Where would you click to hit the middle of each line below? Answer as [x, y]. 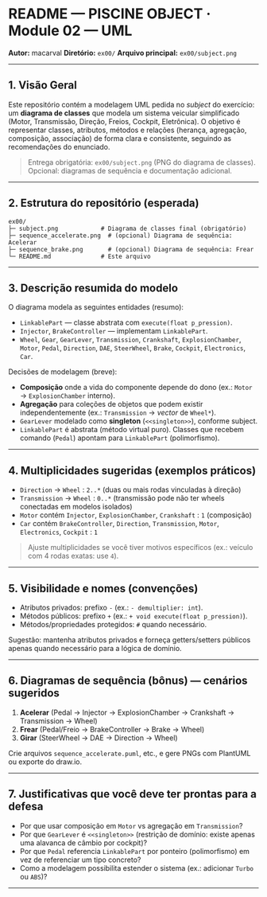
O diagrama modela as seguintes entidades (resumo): [96, 307]
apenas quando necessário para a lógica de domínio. [95, 648]
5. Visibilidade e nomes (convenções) [103, 589]
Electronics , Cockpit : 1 [58, 532]
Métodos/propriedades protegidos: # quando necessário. [113, 624]
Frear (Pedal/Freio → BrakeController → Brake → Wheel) [112, 729]
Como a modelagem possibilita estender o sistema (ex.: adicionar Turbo [137, 868]
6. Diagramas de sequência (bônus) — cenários [128, 681]
